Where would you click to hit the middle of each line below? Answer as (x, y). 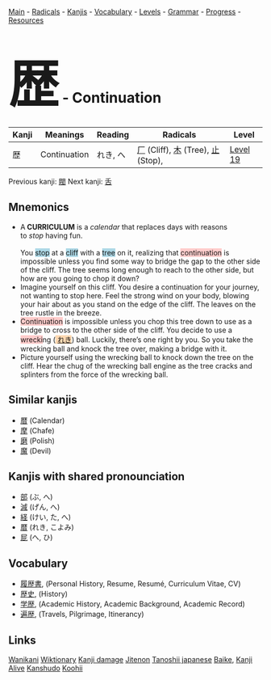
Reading (113, 134)
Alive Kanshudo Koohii (46, 668)
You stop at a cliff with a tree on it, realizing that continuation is (125, 252)
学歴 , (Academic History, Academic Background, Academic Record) (133, 604)
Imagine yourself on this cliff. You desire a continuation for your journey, (140, 287)
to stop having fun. (51, 235)
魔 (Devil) (35, 450)
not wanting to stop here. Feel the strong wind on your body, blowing (135, 295)
